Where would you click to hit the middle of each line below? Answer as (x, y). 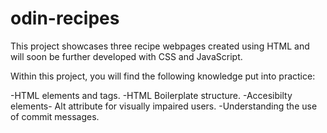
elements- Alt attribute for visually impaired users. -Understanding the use (164, 106)
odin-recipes (65, 18)
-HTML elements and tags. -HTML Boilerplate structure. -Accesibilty (151, 95)
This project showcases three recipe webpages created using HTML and (160, 46)
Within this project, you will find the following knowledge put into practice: (163, 76)
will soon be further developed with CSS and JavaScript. (126, 56)
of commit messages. (55, 116)
